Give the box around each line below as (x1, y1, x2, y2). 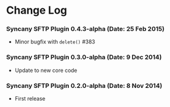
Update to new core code (14, 67, 77, 74)
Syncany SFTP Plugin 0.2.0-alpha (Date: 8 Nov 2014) (6, 81, 162, 90)
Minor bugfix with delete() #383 (14, 38, 95, 45)
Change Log (6, 4, 67, 17)
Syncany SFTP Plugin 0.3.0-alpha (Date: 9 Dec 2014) (6, 53, 162, 61)
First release (14, 95, 46, 102)
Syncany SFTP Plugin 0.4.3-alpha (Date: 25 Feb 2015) (6, 25, 165, 33)
